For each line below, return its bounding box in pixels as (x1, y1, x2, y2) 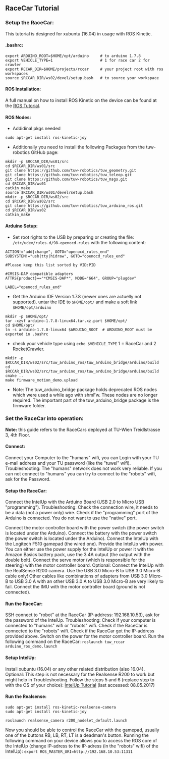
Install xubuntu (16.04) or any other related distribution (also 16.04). (5, 666, 145, 672)
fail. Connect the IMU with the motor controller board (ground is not (5, 584, 145, 590)
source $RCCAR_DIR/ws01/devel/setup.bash (5, 190, 94, 195)
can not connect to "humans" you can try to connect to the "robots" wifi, (5, 471, 156, 476)
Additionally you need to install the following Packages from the (12, 144, 145, 150)
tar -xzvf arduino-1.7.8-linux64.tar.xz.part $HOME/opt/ (5, 318, 128, 323)
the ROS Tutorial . (5, 103, 40, 109)
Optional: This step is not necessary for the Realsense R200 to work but (5, 671, 155, 677)
